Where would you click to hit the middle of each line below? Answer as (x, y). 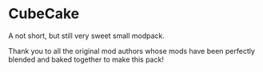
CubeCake (44, 14)
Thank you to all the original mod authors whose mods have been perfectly (132, 51)
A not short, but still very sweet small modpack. (87, 36)
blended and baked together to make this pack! (86, 59)
